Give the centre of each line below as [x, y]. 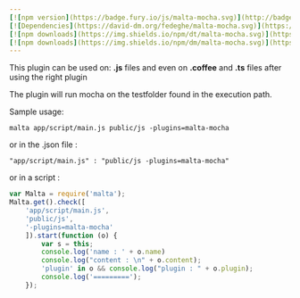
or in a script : [35, 178]
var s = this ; [67, 244]
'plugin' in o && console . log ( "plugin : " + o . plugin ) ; [147, 269]
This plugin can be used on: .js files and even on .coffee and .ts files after [146, 68]
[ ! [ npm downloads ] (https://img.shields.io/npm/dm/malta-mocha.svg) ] [139, 42]
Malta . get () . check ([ [48, 203]
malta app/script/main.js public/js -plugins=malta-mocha [119, 128]
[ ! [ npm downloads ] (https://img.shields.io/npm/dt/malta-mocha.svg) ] [139, 34]
